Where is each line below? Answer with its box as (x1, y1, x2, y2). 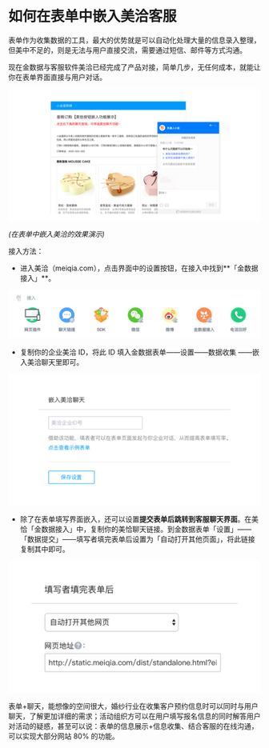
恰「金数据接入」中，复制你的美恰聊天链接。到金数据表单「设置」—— (19, 525, 252, 534)
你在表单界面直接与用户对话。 (8, 72, 106, 82)
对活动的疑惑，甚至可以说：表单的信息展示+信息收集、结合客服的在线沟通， (8, 721, 259, 730)
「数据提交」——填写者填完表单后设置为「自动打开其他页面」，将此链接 (19, 534, 255, 544)
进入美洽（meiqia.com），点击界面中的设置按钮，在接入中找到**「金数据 (19, 263, 259, 273)
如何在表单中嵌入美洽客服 (8, 7, 178, 26)
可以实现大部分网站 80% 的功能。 (8, 731, 120, 741)
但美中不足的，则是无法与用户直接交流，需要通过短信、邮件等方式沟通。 (8, 45, 247, 54)
